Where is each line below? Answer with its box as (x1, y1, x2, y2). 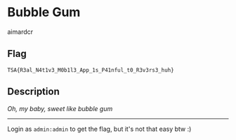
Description (7, 86, 60, 98)
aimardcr (7, 27, 34, 36)
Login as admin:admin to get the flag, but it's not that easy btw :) (7, 125, 192, 133)
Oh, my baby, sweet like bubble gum (7, 104, 113, 113)
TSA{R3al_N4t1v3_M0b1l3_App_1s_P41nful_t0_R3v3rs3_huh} (7, 66, 174, 74)
